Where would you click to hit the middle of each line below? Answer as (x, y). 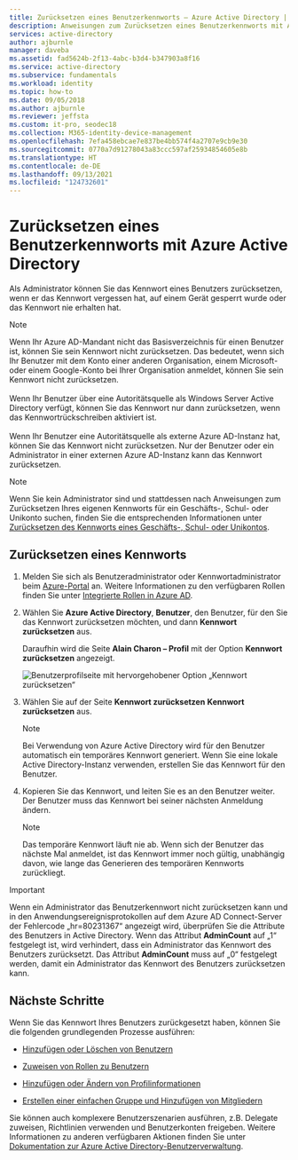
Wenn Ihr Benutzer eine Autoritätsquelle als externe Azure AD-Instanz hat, (145, 437)
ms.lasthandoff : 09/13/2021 (61, 174)
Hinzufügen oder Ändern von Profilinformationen (111, 1083)
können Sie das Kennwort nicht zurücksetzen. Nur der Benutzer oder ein (142, 446)
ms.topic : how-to (41, 91)
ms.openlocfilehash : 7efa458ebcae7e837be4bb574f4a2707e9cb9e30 (129, 141)
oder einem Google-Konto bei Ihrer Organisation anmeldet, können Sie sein (146, 370)
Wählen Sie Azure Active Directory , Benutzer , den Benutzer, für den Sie (155, 612)
